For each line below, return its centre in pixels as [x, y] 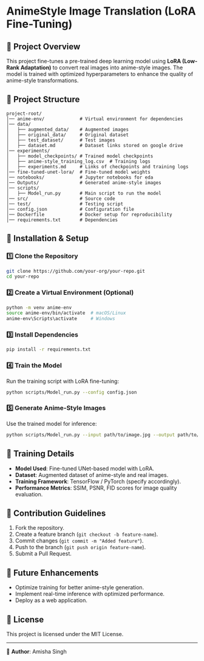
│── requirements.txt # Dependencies [62, 220]
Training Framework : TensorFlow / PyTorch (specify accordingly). [98, 481]
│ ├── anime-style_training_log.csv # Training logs [78, 161]
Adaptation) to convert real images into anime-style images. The [102, 67]
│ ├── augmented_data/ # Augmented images [68, 129]
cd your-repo [23, 277]
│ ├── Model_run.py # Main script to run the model [84, 193]
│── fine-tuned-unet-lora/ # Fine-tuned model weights [78, 172]
